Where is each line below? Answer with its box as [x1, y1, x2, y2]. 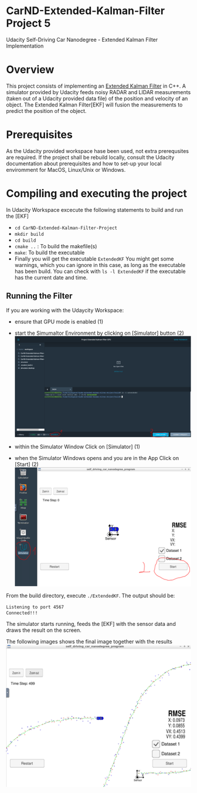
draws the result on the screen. [6, 627, 82, 634]
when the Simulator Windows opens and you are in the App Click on [14, 454, 179, 461]
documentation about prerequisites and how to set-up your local [6, 160, 162, 167]
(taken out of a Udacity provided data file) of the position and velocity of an [6, 95, 188, 102]
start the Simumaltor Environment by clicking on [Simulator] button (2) [14, 329, 185, 336]
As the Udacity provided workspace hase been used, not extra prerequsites [6, 147, 189, 154]
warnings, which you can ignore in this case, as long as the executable [14, 261, 186, 268]
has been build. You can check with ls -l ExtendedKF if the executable [14, 268, 186, 275]
